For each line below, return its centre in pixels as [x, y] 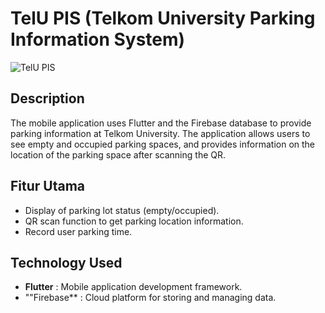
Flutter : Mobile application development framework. [133, 287]
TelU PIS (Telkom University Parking [163, 18]
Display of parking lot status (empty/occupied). [122, 210]
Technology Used [66, 262]
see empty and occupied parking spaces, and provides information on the [162, 144]
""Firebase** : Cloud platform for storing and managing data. [150, 298]
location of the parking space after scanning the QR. [118, 154]
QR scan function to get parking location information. [134, 221]
